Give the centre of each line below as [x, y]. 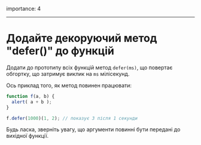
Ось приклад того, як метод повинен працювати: [69, 85]
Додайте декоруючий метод [82, 38]
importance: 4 [24, 9]
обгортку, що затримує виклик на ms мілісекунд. [68, 73]
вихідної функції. [28, 136]
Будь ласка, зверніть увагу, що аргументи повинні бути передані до [93, 129]
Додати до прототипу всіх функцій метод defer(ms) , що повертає [89, 67]
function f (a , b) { [31, 96]
